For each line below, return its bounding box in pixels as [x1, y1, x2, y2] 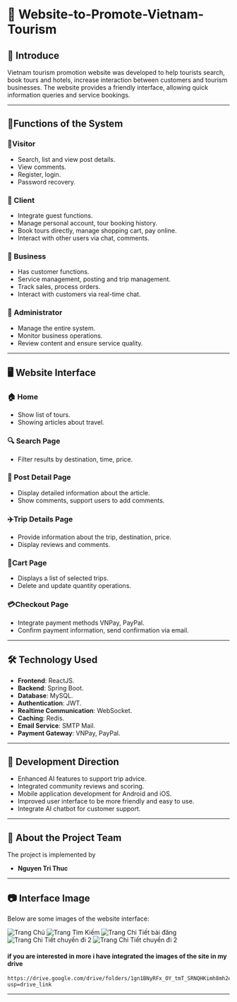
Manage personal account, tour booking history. [17, 218, 157, 227]
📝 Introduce [7, 49, 60, 61]
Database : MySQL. [17, 691, 73, 700]
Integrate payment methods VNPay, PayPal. [17, 618, 145, 627]
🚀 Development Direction [7, 755, 120, 767]
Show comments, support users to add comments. [17, 496, 165, 505]
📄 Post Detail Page [7, 473, 71, 483]
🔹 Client [7, 195, 35, 205]
